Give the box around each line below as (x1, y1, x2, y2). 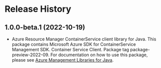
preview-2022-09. (11, 52, 50, 58)
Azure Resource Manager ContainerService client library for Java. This (11, 36, 157, 42)
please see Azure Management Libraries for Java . (11, 57, 114, 63)
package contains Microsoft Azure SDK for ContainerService (11, 41, 136, 47)
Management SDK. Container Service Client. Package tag (11, 47, 129, 52)
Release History (4, 3, 71, 15)
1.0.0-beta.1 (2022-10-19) (4, 23, 85, 32)
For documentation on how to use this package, (50, 52, 148, 58)
